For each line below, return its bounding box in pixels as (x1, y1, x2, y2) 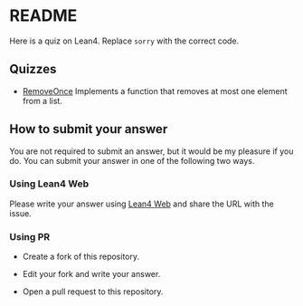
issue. (9, 207, 32, 218)
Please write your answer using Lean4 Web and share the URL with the (9, 198, 274, 209)
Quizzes (9, 62, 57, 77)
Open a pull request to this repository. (22, 286, 164, 297)
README (9, 5, 78, 26)
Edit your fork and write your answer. (22, 269, 161, 280)
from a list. (22, 95, 63, 106)
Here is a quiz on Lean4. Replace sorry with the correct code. (9, 35, 240, 46)
